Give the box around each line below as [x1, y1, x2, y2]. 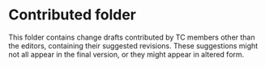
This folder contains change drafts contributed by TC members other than [8, 32, 255, 42]
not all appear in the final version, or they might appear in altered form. [8, 49, 245, 59]
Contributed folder [8, 6, 136, 24]
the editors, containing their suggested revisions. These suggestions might [8, 40, 259, 50]
